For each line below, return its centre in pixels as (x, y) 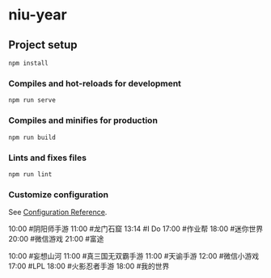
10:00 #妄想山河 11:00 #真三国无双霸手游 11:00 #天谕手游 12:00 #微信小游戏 (134, 256)
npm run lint (30, 174)
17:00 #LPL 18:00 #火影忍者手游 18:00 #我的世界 (89, 266)
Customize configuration (59, 194)
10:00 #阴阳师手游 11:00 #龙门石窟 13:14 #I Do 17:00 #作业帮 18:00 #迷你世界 (136, 229)
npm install (28, 63)
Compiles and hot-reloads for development (95, 83)
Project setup (43, 45)
